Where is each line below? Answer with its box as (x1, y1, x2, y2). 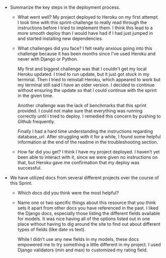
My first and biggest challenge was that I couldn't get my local (17, 66, 147, 72)
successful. (17, 165, 42, 171)
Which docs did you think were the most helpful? (17, 190, 119, 196)
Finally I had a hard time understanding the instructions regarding (17, 128, 153, 134)
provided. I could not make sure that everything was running (17, 108, 143, 114)
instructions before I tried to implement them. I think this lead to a (17, 25, 153, 31)
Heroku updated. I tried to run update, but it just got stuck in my (17, 71, 149, 77)
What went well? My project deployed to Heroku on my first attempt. (17, 14, 159, 20)
